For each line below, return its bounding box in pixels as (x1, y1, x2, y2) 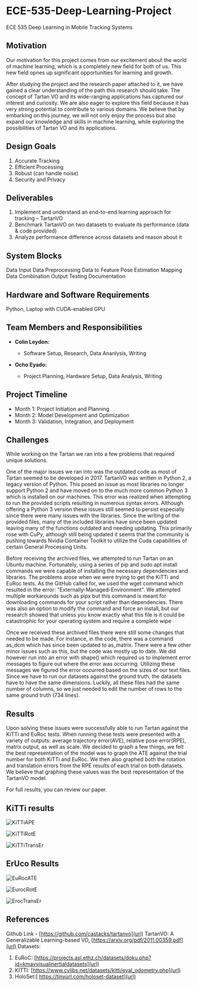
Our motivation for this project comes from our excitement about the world (6, 56, 187, 63)
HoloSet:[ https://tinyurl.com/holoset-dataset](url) (14, 972, 136, 980)
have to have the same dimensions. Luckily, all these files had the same (6, 679, 180, 686)
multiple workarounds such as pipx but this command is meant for (6, 592, 167, 600)
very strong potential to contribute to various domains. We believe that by (6, 105, 184, 113)
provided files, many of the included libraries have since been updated (6, 518, 177, 526)
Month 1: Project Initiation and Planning (14, 405, 110, 412)
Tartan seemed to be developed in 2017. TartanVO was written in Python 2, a (6, 474, 192, 481)
